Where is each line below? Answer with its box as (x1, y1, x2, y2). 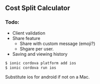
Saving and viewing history (12, 51, 68, 57)
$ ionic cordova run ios (5, 65, 56, 70)
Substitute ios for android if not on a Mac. (5, 74, 90, 80)
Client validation (12, 30, 46, 36)
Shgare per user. (19, 45, 54, 51)
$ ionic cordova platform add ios (5, 60, 77, 66)
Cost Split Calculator (5, 4, 70, 12)
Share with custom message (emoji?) (19, 41, 96, 46)
